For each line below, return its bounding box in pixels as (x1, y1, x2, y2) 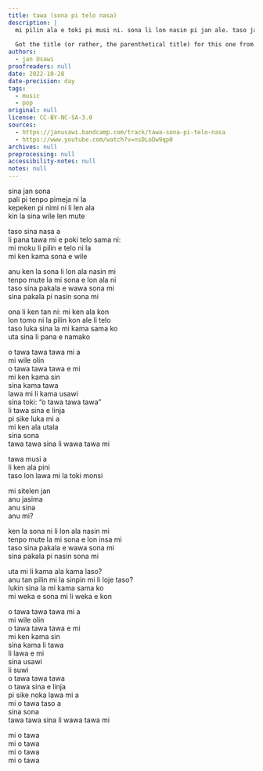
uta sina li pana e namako (8, 332, 91, 342)
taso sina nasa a (8, 227, 61, 236)
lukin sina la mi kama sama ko (8, 583, 104, 593)
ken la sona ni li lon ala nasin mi (8, 527, 110, 535)
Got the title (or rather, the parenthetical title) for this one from (15, 41, 254, 49)
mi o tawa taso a (8, 699, 61, 707)
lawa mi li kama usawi (8, 389, 78, 398)
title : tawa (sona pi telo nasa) (8, 11, 117, 20)
